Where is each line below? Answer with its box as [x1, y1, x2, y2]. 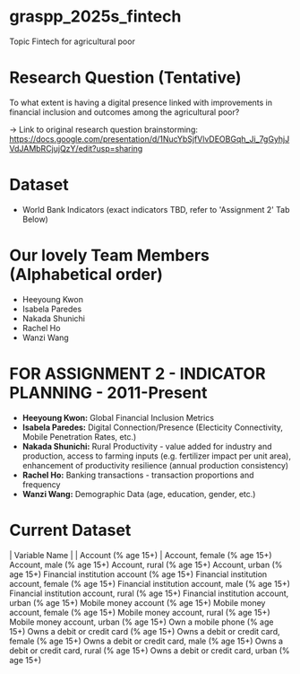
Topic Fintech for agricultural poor [9, 36, 136, 47]
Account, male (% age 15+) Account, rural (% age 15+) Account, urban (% [9, 559, 283, 570]
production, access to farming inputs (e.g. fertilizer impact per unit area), [21, 451, 291, 461]
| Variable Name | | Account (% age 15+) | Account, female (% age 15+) [9, 549, 272, 560]
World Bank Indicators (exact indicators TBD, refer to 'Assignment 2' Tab [21, 204, 290, 214]
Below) [21, 214, 49, 224]
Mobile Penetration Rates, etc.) [21, 431, 137, 442]
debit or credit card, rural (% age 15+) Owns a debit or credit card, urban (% [9, 644, 290, 656]
